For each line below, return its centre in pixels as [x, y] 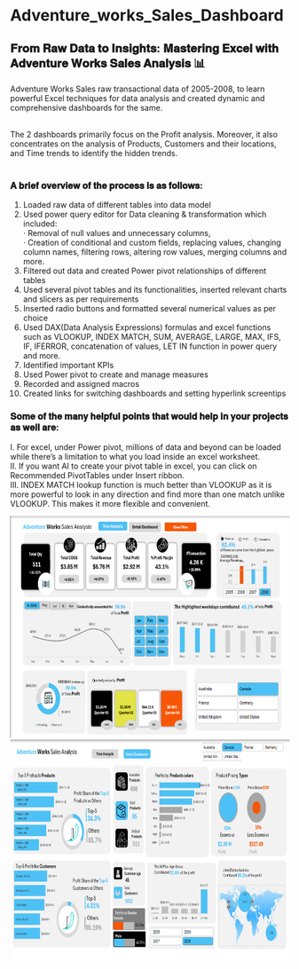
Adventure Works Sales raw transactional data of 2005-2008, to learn [138, 89]
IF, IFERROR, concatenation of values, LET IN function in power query [150, 346]
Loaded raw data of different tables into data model [117, 205]
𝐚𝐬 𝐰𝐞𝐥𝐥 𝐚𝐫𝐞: [35, 428]
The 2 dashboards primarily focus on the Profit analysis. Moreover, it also [144, 134]
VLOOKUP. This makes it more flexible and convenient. [110, 503]
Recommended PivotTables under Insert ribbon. [98, 475]
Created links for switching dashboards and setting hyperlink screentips [154, 394]
